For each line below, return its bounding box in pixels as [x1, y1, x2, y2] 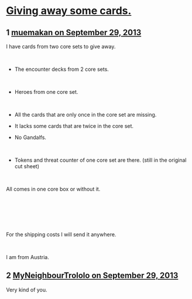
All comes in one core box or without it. [6, 186, 101, 192]
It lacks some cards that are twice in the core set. [14, 123, 133, 130]
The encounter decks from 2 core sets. [14, 66, 109, 73]
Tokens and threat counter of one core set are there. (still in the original [14, 157, 187, 164]
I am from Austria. [6, 254, 50, 260]
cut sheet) [14, 163, 40, 169]
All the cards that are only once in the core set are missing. [14, 111, 157, 118]
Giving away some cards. [6, 4, 132, 18]
